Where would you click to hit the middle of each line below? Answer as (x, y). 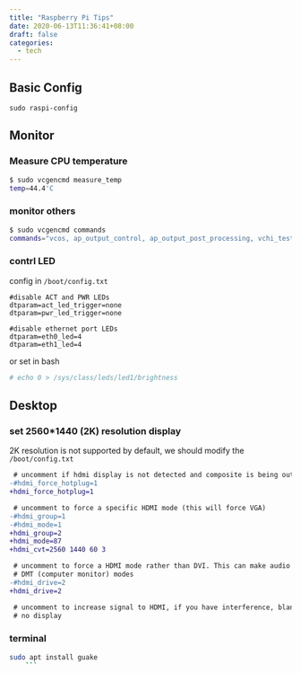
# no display (38, 615)
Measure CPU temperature (69, 161)
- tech (30, 51)
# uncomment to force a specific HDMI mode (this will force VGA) (140, 508)
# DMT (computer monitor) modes (73, 575)
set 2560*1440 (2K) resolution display (95, 430)
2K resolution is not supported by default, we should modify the (127, 451)
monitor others (43, 211)
